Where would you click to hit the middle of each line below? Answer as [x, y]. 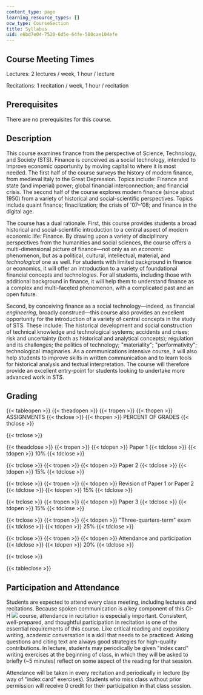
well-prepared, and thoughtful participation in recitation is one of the [92, 622]
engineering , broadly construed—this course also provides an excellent [95, 312]
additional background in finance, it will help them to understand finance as [100, 281]
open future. [22, 294]
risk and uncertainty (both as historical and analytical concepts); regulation [100, 338]
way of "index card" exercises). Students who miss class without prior [94, 679]
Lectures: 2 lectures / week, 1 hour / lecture [61, 74]
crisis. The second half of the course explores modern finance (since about [101, 192]
